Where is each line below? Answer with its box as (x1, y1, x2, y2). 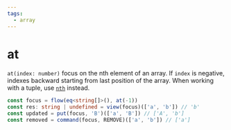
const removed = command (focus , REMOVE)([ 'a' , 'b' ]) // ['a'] (7, 117, 191, 124)
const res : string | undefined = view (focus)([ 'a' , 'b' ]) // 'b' (7, 104, 200, 111)
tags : (7, 10, 23, 17)
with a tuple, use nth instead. (7, 84, 90, 92)
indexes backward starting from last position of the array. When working (7, 77, 214, 85)
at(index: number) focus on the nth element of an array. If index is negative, (7, 69, 225, 77)
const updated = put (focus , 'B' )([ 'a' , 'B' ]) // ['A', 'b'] (7, 110, 185, 118)
